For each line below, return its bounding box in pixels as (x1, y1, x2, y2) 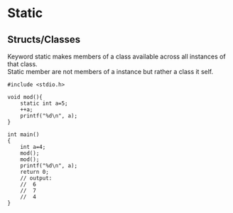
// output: (20, 175, 53, 182)
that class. (7, 60, 38, 68)
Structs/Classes (7, 33, 81, 46)
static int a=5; (20, 100, 69, 107)
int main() (7, 131, 40, 138)
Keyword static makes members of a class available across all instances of (7, 52, 226, 61)
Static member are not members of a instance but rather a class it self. (7, 68, 214, 76)
